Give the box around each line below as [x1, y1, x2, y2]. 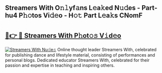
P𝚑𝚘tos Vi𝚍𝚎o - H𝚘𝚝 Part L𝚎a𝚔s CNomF [18, 12, 143, 20]
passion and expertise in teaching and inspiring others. [5, 62, 115, 68]
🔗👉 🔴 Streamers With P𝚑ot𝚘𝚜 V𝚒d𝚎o [5, 31, 121, 40]
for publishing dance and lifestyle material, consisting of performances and [5, 52, 155, 58]
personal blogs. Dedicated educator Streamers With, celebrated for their [5, 58, 150, 63]
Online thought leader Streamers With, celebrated [57, 47, 157, 52]
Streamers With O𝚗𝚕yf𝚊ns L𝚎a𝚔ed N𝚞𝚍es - [5, 4, 141, 12]
